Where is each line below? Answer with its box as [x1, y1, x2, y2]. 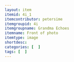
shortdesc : [4, 40, 27, 45]
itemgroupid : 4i [4, 21, 38, 26]
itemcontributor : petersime [4, 16, 63, 21]
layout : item [4, 7, 32, 12]
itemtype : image [4, 35, 38, 40]
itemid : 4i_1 [4, 12, 32, 17]
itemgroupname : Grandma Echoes [4, 26, 70, 31]
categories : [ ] [4, 44, 41, 49]
